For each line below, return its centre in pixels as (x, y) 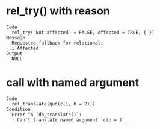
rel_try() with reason (58, 11)
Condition (19, 109)
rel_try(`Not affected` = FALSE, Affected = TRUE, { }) (83, 32)
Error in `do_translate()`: (47, 115)
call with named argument (73, 83)
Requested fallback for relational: (57, 43)
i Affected (25, 48)
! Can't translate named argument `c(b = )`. (70, 120)
